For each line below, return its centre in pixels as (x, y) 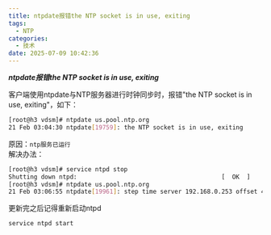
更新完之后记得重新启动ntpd (55, 208)
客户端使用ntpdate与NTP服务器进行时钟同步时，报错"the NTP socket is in (130, 94)
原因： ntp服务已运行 (40, 144)
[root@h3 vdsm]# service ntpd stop (68, 169)
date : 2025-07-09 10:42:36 (54, 53)
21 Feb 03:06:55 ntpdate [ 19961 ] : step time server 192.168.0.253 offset (133, 192)
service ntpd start (41, 224)
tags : (17, 23)
